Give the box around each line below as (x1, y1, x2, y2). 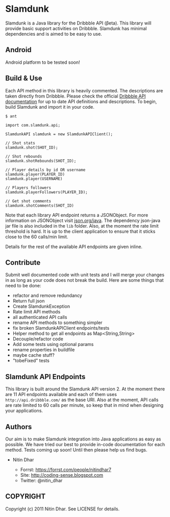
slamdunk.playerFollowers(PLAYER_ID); (5, 189, 88, 194)
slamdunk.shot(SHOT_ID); (5, 145, 58, 150)
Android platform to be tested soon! (5, 59, 80, 65)
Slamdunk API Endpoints (5, 372, 86, 381)
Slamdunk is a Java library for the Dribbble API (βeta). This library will (5, 20, 152, 26)
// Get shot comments (5, 199, 52, 204)
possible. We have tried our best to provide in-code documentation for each (5, 441, 165, 447)
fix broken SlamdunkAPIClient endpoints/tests (12, 325, 110, 331)
